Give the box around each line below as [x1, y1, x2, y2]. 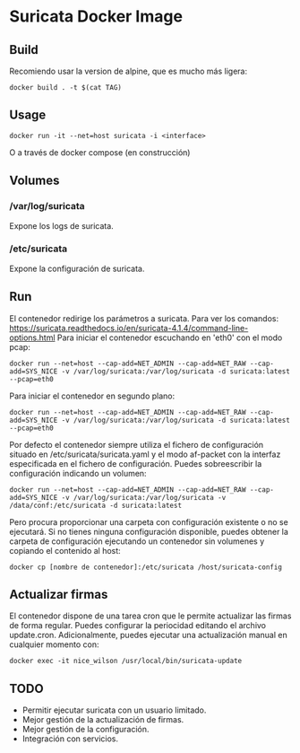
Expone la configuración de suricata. [9, 263, 145, 274]
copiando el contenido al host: [9, 545, 121, 556]
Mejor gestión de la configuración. [21, 724, 150, 735]
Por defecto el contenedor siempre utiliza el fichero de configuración [9, 439, 264, 450]
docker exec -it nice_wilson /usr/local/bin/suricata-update [9, 657, 243, 666]
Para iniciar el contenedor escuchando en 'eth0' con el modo [56, 332, 283, 343]
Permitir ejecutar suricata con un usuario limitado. [21, 705, 207, 715]
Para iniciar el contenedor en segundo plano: [9, 390, 176, 401]
